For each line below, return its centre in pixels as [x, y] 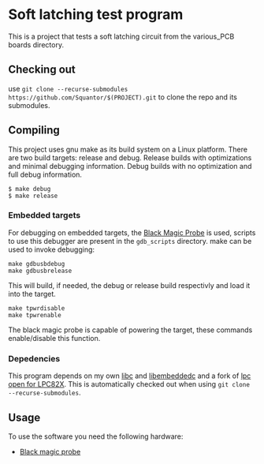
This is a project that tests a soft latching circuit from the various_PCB [121, 36]
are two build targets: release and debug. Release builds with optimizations [130, 157]
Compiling [34, 131]
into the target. [32, 294]
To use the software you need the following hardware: [96, 436]
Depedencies [34, 358]
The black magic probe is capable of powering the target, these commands [130, 330]
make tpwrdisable [37, 308]
